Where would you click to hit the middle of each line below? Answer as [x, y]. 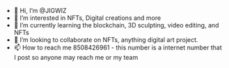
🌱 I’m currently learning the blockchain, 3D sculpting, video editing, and [116, 25]
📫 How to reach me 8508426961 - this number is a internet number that [118, 47]
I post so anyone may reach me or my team [76, 57]
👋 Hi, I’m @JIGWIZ [40, 11]
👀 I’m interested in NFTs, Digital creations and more [87, 18]
